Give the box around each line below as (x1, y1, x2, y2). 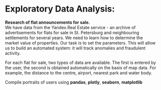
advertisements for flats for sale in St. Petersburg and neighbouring (5, 30, 139, 35)
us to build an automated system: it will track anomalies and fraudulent (5, 45, 146, 51)
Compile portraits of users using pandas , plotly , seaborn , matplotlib (5, 79, 143, 85)
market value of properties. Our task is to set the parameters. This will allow (5, 40, 156, 45)
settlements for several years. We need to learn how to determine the (5, 35, 143, 41)
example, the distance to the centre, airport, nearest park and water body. (5, 70, 152, 75)
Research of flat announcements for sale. (5, 19, 90, 25)
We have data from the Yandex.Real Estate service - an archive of (5, 24, 136, 30)
